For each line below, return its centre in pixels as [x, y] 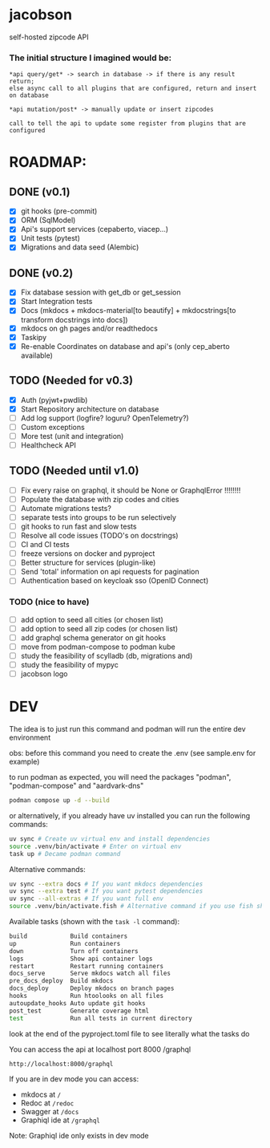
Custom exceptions [52, 427]
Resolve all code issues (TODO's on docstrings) [99, 536]
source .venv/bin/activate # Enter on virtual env [95, 846]
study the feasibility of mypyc [69, 665]
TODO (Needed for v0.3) [71, 381]
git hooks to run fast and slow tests [79, 526]
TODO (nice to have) [49, 602]
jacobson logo [44, 674]
